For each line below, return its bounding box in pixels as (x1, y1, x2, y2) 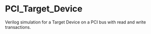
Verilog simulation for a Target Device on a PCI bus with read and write (5, 19, 146, 25)
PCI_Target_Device (5, 3, 83, 14)
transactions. (5, 24, 31, 30)
